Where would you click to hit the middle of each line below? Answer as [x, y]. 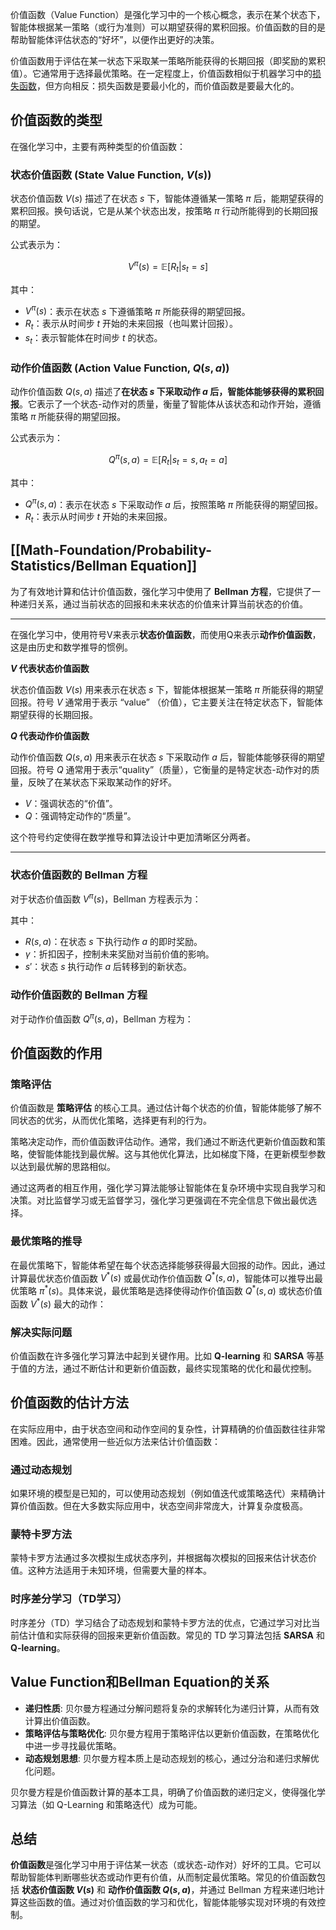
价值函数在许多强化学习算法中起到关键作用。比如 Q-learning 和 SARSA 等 [163, 1355]
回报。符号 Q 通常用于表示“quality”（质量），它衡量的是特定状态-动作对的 [161, 769]
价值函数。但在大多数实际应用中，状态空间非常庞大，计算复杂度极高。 [163, 1506]
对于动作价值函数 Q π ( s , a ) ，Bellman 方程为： [102, 1018]
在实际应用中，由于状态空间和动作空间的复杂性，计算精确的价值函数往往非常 [168, 1429]
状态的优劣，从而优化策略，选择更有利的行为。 [115, 1120]
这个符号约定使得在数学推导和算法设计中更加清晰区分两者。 [133, 837]
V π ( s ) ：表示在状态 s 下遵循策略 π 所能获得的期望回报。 [137, 310]
